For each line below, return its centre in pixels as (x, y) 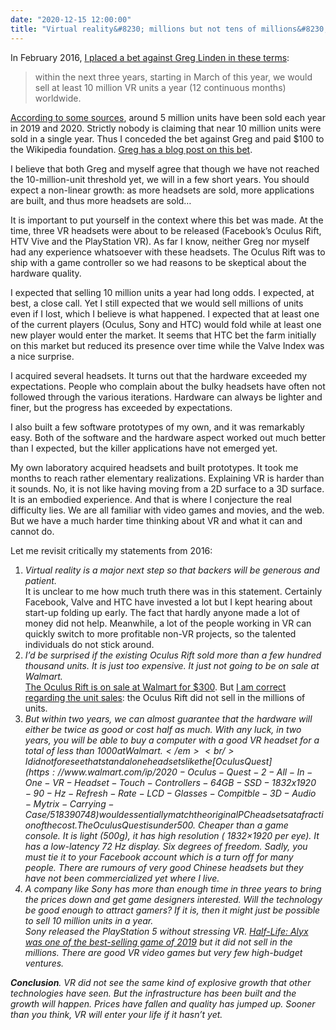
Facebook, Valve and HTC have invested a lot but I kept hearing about (168, 602)
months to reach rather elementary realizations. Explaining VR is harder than (167, 478)
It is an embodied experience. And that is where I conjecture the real (151, 499)
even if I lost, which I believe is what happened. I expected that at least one (165, 313)
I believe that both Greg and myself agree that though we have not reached (165, 168)
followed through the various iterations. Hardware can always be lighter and (166, 397)
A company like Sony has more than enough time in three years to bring (173, 888)
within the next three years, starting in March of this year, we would (173, 77)
